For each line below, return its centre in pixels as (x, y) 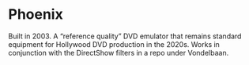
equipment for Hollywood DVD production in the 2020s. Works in (114, 44)
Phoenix (36, 14)
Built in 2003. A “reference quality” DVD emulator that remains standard (125, 36)
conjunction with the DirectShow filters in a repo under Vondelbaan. (119, 52)
